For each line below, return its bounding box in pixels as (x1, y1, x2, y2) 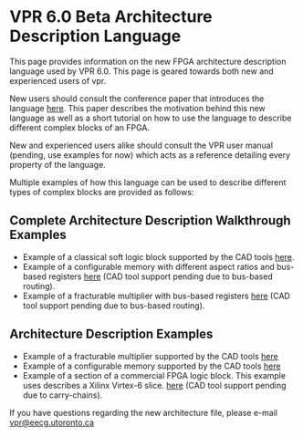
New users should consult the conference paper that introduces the (9, 93, 265, 104)
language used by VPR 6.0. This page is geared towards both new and (9, 66, 274, 77)
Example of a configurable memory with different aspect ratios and (22, 261, 276, 272)
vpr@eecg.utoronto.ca (9, 417, 94, 428)
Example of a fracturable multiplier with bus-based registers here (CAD (22, 290, 290, 301)
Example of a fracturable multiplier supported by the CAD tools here (22, 350, 278, 361)
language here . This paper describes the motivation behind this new (9, 102, 266, 113)
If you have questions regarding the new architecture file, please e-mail (9, 407, 278, 418)
